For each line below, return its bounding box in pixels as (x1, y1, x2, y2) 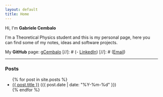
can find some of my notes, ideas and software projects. (5, 39, 118, 45)
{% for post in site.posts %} (12, 76, 68, 82)
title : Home (5, 12, 29, 16)
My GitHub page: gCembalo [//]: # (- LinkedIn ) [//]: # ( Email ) (5, 49, 126, 55)
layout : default (5, 7, 38, 12)
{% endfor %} (12, 87, 40, 93)
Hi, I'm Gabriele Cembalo (5, 25, 56, 31)
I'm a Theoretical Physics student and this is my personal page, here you (5, 34, 150, 40)
